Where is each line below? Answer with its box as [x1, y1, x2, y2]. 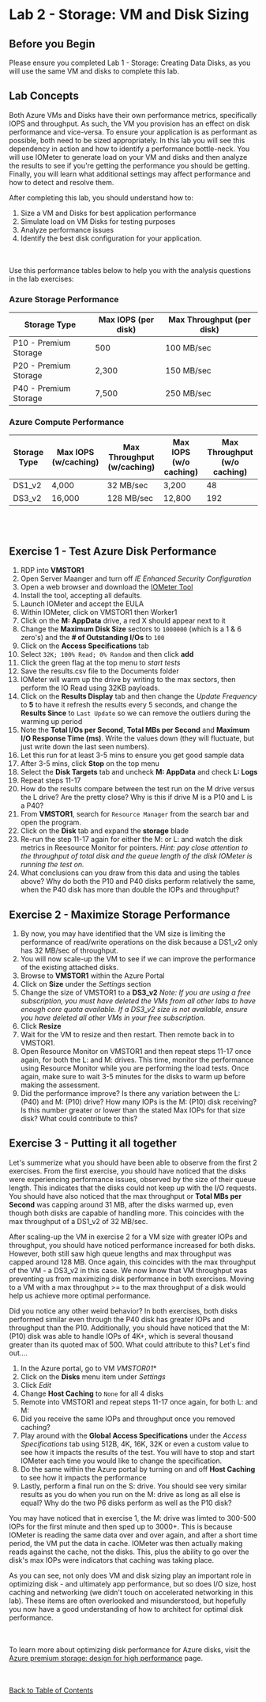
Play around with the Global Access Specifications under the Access [20, 1431, 247, 1440]
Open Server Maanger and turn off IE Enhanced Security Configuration [20, 574, 252, 583]
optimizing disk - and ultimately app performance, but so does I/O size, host [9, 1579, 257, 1588]
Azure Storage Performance [9, 294, 119, 305]
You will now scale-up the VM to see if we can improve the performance [20, 954, 256, 964]
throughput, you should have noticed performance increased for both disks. [9, 1240, 256, 1249]
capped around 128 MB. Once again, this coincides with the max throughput [9, 1257, 257, 1267]
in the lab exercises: [9, 274, 74, 283]
